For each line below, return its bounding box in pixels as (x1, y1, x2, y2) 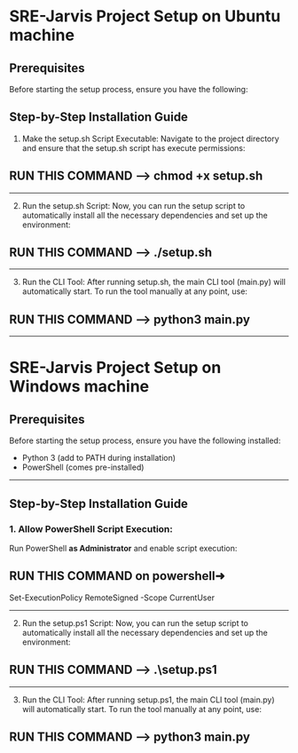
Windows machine (9, 376, 150, 397)
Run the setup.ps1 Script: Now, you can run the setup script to (21, 617, 249, 628)
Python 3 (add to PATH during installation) (21, 453, 176, 464)
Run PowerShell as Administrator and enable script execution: (9, 543, 238, 553)
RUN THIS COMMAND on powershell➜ (9, 568, 225, 583)
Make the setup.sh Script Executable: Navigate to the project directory (21, 133, 279, 144)
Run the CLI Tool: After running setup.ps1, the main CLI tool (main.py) (21, 694, 275, 705)
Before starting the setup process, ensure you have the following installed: (9, 435, 281, 446)
